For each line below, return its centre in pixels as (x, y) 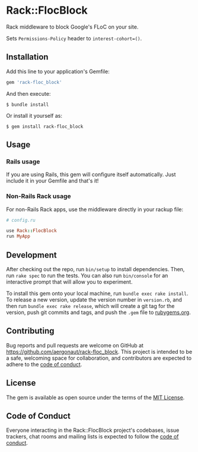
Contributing (30, 331)
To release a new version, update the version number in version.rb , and (94, 300)
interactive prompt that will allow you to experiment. (69, 282)
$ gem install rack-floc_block (45, 126)
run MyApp (18, 236)
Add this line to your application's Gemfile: (58, 71)
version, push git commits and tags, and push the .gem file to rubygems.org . (99, 312)
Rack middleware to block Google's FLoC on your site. (72, 27)
